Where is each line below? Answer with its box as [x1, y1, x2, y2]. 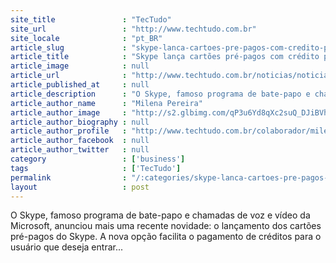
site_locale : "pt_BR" [10, 33, 163, 43]
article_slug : [10, 42, 128, 53]
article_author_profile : [10, 126, 128, 136]
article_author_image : [10, 107, 128, 118]
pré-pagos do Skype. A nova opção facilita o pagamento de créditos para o [10, 231, 322, 243]
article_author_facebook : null [10, 136, 150, 146]
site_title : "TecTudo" [10, 14, 172, 25]
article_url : [10, 71, 128, 81]
